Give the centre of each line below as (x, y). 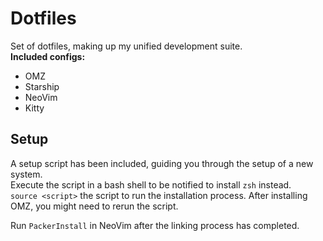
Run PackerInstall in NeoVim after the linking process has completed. (155, 225)
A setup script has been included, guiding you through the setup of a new (162, 163)
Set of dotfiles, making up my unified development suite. (126, 46)
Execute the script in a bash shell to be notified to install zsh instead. (151, 184)
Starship (42, 86)
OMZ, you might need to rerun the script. (94, 206)
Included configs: (48, 56)
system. (26, 174)
